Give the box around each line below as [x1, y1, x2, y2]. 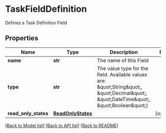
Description [109, 48, 138, 55]
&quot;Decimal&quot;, [97, 90, 147, 97]
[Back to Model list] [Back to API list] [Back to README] [5, 122, 119, 129]
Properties [5, 34, 39, 42]
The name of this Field [97, 57, 149, 64]
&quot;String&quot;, [97, 83, 142, 90]
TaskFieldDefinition [5, 3, 87, 15]
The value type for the [97, 65, 149, 72]
